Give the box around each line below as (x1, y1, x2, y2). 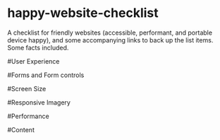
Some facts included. (7, 43, 69, 52)
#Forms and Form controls (7, 71, 85, 79)
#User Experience (7, 57, 60, 65)
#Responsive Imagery (7, 98, 71, 107)
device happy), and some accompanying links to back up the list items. (7, 35, 214, 44)
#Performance (7, 112, 49, 120)
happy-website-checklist (7, 5, 159, 21)
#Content (7, 125, 35, 134)
